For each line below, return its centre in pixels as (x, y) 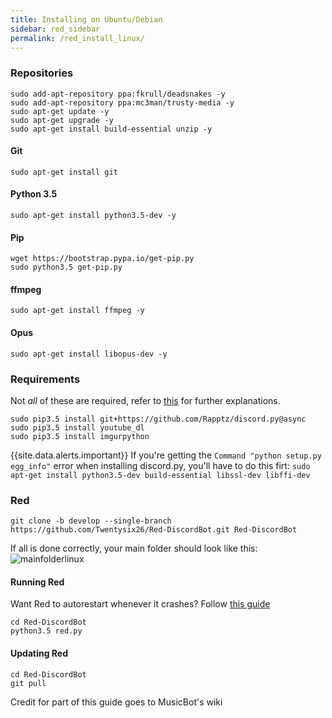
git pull (28, 683)
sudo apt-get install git (64, 172)
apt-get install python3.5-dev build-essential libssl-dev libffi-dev (160, 475)
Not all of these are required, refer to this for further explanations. (145, 400)
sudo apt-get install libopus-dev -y (89, 354)
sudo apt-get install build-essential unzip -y (111, 129)
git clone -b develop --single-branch (91, 521)
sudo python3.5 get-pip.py (66, 267)
